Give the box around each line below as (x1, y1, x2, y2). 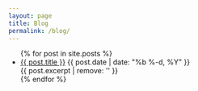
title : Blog (8, 19, 48, 27)
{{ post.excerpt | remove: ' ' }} (19, 66, 119, 76)
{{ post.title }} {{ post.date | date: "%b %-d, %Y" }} (19, 57, 191, 67)
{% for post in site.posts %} (19, 49, 113, 59)
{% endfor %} (19, 74, 67, 85)
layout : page (8, 11, 53, 20)
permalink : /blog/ (8, 27, 70, 35)
